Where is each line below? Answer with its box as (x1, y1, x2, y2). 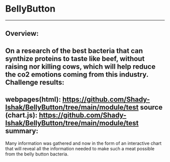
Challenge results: (5, 78, 65, 86)
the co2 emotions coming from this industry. (5, 70, 149, 79)
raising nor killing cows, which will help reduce (5, 62, 156, 71)
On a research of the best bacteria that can (5, 46, 143, 55)
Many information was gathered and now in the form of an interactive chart (5, 140, 162, 146)
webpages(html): (5, 95, 61, 104)
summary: (5, 127, 38, 135)
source (140, 103, 163, 112)
